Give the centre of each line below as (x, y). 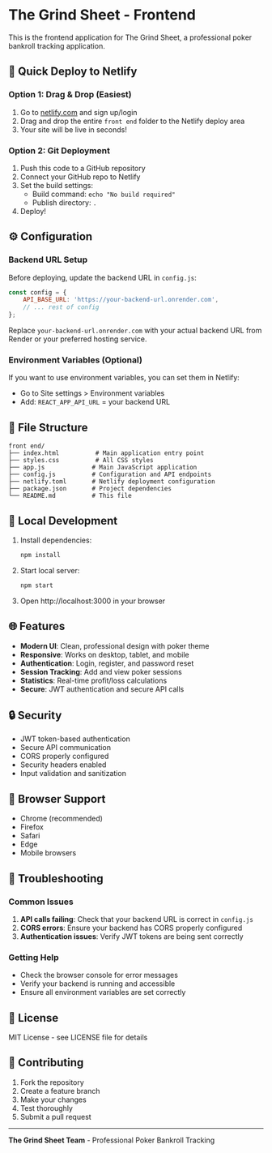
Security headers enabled (63, 765)
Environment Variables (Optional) (76, 360)
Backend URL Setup (48, 259)
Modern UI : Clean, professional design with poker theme (115, 645)
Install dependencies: (56, 540)
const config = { (38, 292)
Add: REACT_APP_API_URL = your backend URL (95, 402)
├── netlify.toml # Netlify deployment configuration (112, 482)
